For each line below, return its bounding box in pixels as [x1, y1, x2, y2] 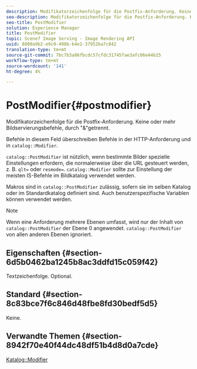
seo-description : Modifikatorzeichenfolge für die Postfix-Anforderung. [6, 14, 188, 20]
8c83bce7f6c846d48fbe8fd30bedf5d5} [6, 299, 158, 309]
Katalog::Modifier [6, 356, 48, 363]
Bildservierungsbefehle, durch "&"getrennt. [6, 124, 110, 132]
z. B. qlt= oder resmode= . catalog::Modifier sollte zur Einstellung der [6, 166, 173, 173]
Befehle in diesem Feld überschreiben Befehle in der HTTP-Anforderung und [6, 136, 191, 143]
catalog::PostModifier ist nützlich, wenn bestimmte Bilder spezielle [6, 153, 170, 160]
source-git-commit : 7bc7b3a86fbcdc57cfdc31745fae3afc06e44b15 [6, 52, 161, 58]
